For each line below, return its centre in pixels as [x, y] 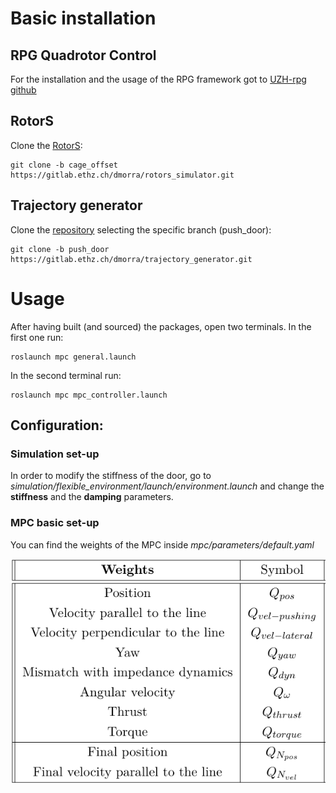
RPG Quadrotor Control [83, 55]
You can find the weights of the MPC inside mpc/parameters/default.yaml [162, 544]
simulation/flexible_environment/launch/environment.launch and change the [167, 486]
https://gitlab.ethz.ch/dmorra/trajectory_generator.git [131, 259]
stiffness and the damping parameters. [92, 497]
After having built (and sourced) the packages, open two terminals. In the [161, 326]
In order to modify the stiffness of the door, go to [111, 476]
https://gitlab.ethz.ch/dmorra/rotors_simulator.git [122, 175]
